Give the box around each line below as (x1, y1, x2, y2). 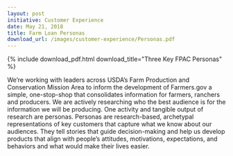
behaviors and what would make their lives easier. (7, 142, 150, 150)
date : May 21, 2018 (7, 23, 64, 30)
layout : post (7, 10, 45, 17)
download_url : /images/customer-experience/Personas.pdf (7, 36, 175, 43)
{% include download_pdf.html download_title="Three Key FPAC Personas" (7, 55, 223, 63)
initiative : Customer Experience (7, 17, 104, 24)
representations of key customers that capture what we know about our (7, 120, 212, 128)
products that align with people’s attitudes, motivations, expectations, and (7, 135, 218, 143)
